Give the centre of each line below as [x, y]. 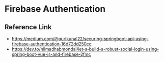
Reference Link [28, 27]
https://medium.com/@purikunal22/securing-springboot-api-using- [80, 39]
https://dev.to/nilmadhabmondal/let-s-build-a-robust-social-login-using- [85, 49]
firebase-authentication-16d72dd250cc [52, 44]
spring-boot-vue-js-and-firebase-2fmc [51, 54]
